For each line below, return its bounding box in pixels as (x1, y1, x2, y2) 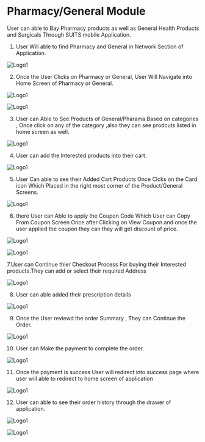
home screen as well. (15, 128, 70, 135)
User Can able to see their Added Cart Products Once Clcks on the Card (15, 175, 198, 183)
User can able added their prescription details (15, 290, 131, 298)
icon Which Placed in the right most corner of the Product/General (15, 182, 183, 189)
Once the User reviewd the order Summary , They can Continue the (15, 314, 185, 322)
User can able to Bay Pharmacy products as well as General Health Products (7, 24, 200, 32)
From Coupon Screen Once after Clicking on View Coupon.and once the (15, 218, 197, 226)
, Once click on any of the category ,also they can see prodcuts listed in (15, 121, 196, 129)
